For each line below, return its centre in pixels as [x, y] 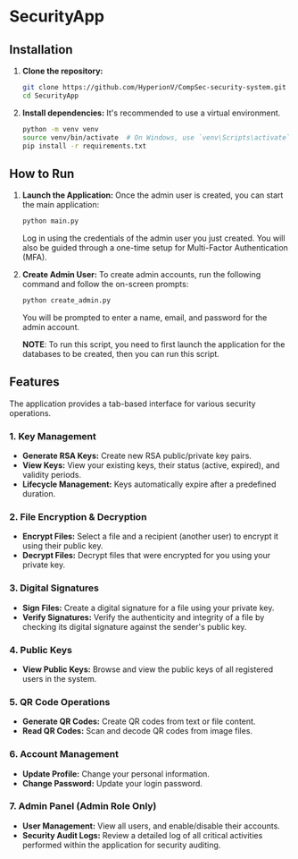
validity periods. [52, 475]
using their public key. [62, 546]
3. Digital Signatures [54, 588]
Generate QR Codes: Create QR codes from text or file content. [139, 721]
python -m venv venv [60, 129]
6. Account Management [64, 754]
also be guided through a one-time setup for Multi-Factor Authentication [155, 248]
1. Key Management [53, 436]
